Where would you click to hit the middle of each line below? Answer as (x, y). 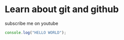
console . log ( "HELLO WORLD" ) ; (36, 32)
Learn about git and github (62, 9)
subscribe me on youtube (32, 23)
